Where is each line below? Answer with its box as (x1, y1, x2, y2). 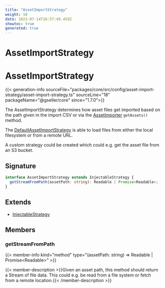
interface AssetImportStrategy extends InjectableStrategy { (5, 175, 134, 180)
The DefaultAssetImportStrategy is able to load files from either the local (5, 127, 153, 133)
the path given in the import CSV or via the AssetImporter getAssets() (5, 112, 148, 118)
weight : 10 (5, 12, 28, 17)
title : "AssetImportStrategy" (5, 7, 68, 12)
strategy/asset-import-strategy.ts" (5, 92, 75, 98)
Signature (5, 161, 36, 170)
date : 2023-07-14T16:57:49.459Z (5, 16, 72, 21)
